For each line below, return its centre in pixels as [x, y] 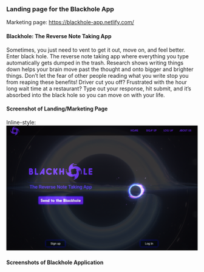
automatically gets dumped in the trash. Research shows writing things [95, 63]
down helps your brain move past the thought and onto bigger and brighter [100, 69]
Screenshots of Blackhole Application [55, 262]
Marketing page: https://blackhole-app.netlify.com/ [70, 22]
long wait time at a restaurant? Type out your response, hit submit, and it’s [99, 88]
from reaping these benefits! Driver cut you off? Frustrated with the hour [97, 82]
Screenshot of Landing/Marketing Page [57, 109]
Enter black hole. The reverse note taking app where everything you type [98, 56]
